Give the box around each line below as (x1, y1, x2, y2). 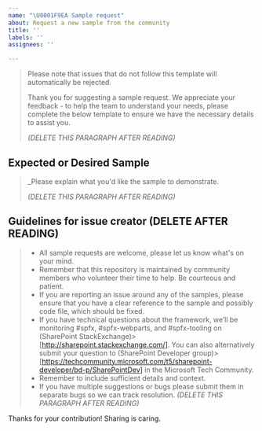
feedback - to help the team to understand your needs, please (27, 101, 229, 111)
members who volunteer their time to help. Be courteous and (38, 273, 236, 282)
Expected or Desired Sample (8, 156, 151, 169)
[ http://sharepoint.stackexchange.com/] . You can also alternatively (38, 340, 255, 349)
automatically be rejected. (27, 78, 112, 87)
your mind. (38, 256, 75, 266)
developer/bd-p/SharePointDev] (38, 365, 144, 374)
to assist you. (27, 118, 71, 127)
